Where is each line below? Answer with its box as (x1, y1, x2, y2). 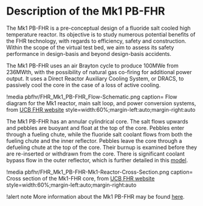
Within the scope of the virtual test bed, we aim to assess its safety (6, 44, 174, 51)
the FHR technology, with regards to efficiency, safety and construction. (6, 37, 187, 44)
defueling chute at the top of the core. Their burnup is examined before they (6, 143, 198, 151)
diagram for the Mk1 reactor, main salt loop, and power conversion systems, (6, 99, 196, 107)
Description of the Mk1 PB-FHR (6, 4, 165, 18)
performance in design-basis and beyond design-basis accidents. (6, 50, 171, 57)
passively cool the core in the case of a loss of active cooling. (6, 81, 161, 89)
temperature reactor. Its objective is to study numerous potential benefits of (6, 30, 196, 38)
